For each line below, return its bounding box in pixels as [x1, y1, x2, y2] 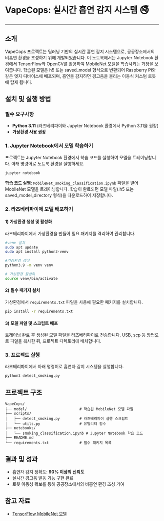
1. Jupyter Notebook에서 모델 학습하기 [5, 143, 93, 149]
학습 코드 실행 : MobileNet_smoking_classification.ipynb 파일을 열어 [5, 180, 139, 186]
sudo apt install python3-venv [5, 249, 69, 254]
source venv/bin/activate [5, 276, 58, 281]
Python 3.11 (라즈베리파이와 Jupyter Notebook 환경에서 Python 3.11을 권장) [12, 123, 159, 129]
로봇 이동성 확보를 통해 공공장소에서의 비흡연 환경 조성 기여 [12, 481, 124, 487]
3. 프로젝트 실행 [5, 351, 40, 358]
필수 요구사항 [5, 111, 34, 118]
